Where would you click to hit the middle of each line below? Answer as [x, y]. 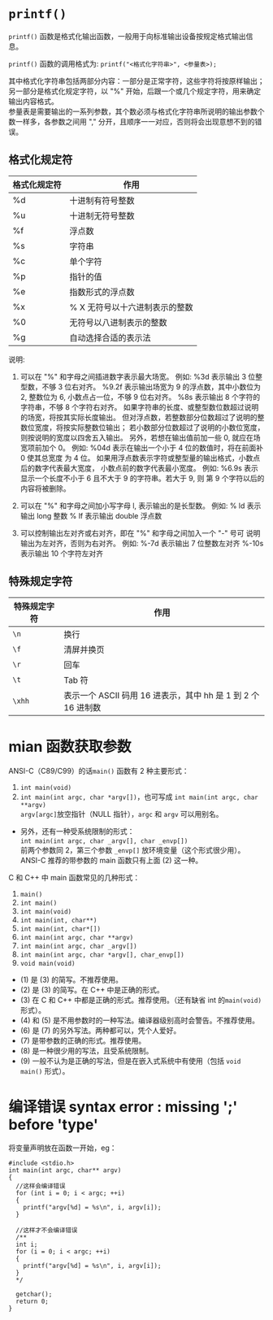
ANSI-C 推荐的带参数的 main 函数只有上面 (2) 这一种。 [111, 860]
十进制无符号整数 [102, 215]
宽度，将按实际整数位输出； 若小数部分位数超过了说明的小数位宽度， [149, 427]
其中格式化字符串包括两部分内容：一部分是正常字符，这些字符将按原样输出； [136, 80]
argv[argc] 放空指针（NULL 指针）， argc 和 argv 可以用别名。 [121, 814]
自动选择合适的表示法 [110, 337]
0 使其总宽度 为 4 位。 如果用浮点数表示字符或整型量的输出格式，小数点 [140, 458]
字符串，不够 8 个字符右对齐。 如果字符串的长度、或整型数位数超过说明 [139, 407]
